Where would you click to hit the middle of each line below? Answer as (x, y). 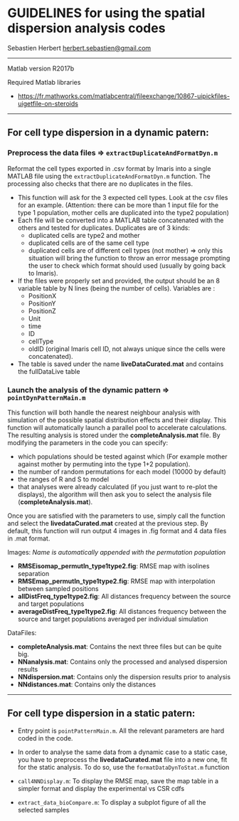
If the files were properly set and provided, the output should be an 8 (119, 281)
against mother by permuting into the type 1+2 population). (104, 464)
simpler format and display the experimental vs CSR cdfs (101, 788)
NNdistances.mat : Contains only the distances (87, 684)
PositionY (42, 303)
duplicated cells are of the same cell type (89, 243)
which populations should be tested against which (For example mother (122, 456)
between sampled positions (58, 588)
